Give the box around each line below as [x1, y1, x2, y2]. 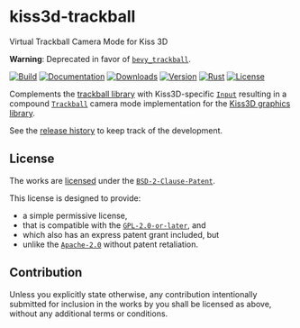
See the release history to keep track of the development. [9, 124, 223, 136]
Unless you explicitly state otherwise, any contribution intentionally [9, 288, 258, 299]
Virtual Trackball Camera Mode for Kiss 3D [9, 36, 168, 47]
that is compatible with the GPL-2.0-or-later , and [22, 219, 206, 231]
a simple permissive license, [22, 210, 128, 221]
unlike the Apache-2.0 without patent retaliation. [22, 239, 198, 250]
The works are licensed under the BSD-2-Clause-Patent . [9, 175, 216, 186]
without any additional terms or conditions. [9, 308, 168, 319]
